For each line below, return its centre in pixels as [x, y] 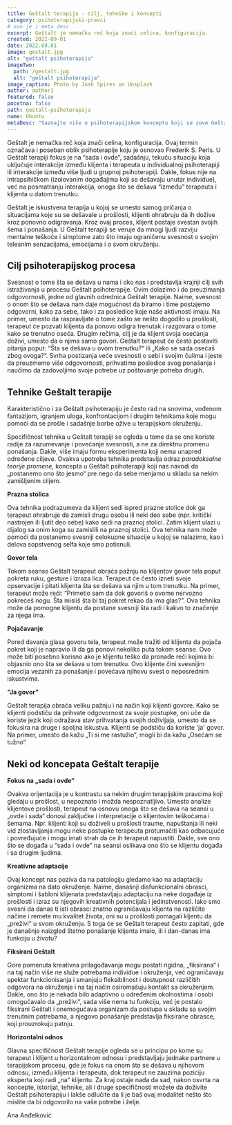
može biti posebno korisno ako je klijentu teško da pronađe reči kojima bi [110, 656]
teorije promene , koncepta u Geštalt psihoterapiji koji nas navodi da [103, 466]
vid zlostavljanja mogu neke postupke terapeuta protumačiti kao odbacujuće [116, 831]
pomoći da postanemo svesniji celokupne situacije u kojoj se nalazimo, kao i [115, 537]
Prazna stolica [28, 494]
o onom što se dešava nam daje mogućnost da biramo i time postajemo [109, 304]
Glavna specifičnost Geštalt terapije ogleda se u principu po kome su [105, 1050]
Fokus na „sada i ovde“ [41, 780]
